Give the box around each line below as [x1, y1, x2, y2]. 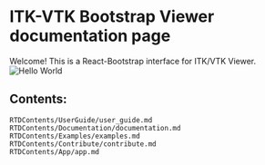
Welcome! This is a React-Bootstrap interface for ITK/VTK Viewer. [9, 55, 257, 66]
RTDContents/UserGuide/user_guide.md [9, 115, 153, 124]
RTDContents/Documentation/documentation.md [9, 123, 181, 132]
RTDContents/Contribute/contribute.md [9, 139, 157, 149]
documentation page [9, 25, 171, 46]
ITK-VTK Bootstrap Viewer [9, 6, 215, 27]
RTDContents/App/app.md [9, 147, 100, 156]
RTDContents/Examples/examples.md [9, 131, 141, 141]
